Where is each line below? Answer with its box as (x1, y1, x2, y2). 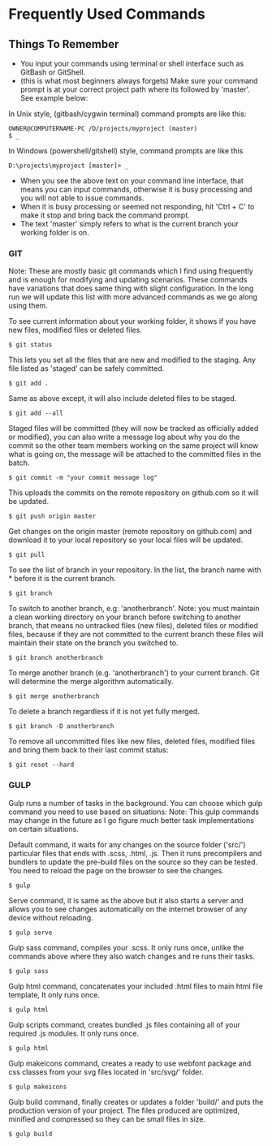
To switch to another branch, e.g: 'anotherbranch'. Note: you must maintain (8, 604, 260, 614)
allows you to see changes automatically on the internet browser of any (8, 904, 248, 914)
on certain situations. (8, 824, 79, 834)
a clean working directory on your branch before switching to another (8, 612, 241, 622)
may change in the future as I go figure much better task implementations (8, 815, 254, 825)
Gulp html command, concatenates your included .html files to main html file (8, 981, 264, 991)
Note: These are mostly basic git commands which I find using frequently (8, 266, 253, 276)
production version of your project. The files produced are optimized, (8, 1105, 240, 1115)
